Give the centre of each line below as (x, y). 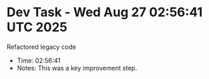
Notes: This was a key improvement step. (77, 68)
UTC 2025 (37, 27)
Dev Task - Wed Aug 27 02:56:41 (104, 12)
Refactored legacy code (41, 47)
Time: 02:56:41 (38, 60)
